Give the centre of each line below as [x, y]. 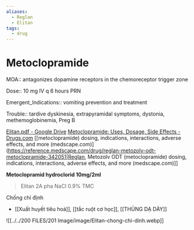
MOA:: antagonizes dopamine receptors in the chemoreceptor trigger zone [97, 79]
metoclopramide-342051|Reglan [46, 157]
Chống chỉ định [25, 198]
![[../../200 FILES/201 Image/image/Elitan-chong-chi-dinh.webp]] [85, 221]
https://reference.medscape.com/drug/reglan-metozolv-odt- [82, 151]
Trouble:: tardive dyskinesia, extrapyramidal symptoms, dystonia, [85, 114]
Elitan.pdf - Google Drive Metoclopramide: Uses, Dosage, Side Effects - [93, 132]
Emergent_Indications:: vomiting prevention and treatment [77, 103]
